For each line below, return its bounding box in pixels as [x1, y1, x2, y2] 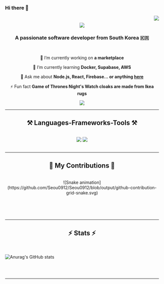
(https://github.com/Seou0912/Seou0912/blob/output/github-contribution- [7, 185, 157, 191]
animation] [80, 179, 101, 185]
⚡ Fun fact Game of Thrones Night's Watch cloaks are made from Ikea [10, 84, 154, 89]
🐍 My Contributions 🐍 [49, 161, 115, 170]
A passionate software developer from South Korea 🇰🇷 [15, 34, 149, 41]
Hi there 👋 [5, 4, 29, 11]
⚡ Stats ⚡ [68, 229, 96, 238]
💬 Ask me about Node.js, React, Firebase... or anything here [20, 74, 144, 80]
